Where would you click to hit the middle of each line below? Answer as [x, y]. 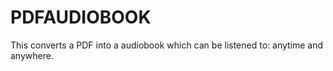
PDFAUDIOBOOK [81, 17]
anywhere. [32, 55]
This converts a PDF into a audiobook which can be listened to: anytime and [167, 45]
